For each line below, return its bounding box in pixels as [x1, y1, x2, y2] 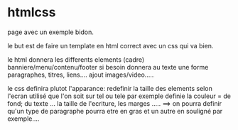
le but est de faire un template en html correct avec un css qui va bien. [7, 41, 214, 50]
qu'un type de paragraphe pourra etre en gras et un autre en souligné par [7, 107, 223, 115]
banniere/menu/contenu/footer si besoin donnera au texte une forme [7, 63, 209, 71]
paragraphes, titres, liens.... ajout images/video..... [7, 70, 154, 79]
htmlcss [7, 4, 56, 21]
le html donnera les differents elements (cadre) [7, 55, 145, 64]
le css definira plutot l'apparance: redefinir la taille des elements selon [7, 84, 213, 92]
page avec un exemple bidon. [7, 28, 94, 36]
